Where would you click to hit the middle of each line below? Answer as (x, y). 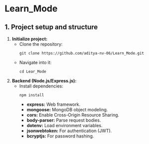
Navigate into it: (35, 62)
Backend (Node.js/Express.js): (44, 81)
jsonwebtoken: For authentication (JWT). (69, 131)
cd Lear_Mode (33, 72)
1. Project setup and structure (51, 27)
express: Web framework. (53, 104)
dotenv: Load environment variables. (65, 125)
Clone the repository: (41, 44)
